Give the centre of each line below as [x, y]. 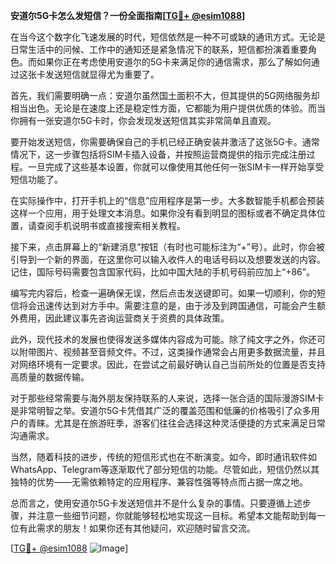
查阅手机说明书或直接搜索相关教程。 [111, 225]
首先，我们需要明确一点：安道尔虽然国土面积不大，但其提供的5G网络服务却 [165, 95]
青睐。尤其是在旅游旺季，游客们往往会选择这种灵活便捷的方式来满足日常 [176, 423]
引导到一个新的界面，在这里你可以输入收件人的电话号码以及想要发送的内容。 [168, 259]
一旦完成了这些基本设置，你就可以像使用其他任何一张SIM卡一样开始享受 [176, 167]
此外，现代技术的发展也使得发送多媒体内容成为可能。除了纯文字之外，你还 [163, 339]
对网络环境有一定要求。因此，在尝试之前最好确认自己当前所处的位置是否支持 [168, 364]
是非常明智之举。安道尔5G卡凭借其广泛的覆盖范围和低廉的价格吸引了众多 [161, 410]
